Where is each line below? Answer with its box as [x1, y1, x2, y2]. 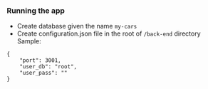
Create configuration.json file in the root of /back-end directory [16, 29, 201, 38]
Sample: [16, 37, 42, 46]
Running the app [6, 6, 66, 16]
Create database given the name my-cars [16, 22, 137, 31]
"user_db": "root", [19, 63, 78, 70]
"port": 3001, [19, 57, 61, 64]
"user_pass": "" [19, 70, 68, 77]
